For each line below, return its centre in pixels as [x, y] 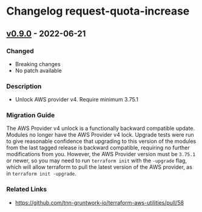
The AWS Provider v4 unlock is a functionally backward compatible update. [101, 128]
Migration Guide [31, 115]
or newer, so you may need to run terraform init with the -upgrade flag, [96, 161]
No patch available [38, 70]
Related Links [27, 190]
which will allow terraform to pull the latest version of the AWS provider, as [99, 167]
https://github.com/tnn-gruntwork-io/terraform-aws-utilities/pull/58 [99, 202]
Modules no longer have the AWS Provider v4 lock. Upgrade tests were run [100, 135]
